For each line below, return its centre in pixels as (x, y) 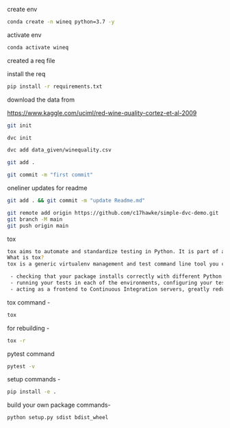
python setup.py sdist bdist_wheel (58, 418)
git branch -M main (35, 219)
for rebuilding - (28, 328)
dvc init (20, 138)
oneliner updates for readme (47, 188)
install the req (26, 73)
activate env (25, 35)
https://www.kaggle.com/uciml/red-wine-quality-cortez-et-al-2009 (102, 112)
